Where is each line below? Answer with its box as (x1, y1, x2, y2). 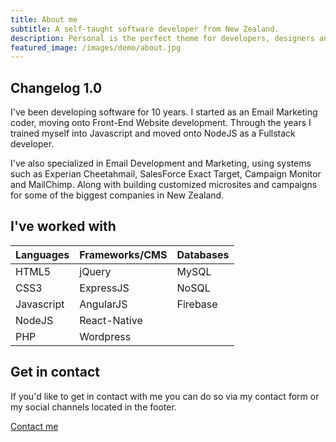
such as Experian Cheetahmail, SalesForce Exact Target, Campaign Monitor (10, 168, 322, 180)
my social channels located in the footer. (10, 401, 177, 413)
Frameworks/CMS (79, 247, 168, 261)
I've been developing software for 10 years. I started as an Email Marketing (10, 106, 318, 118)
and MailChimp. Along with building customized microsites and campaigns (10, 179, 318, 191)
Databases (176, 247, 230, 261)
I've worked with (10, 218, 117, 235)
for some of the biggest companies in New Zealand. (10, 189, 225, 201)
